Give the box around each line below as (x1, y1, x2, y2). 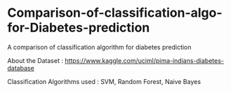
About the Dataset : (7, 56, 63, 64)
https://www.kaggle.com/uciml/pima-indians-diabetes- (64, 56, 225, 64)
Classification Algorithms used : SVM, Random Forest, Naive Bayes (7, 77, 202, 85)
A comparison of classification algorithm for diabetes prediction (7, 43, 192, 51)
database (7, 64, 35, 72)
